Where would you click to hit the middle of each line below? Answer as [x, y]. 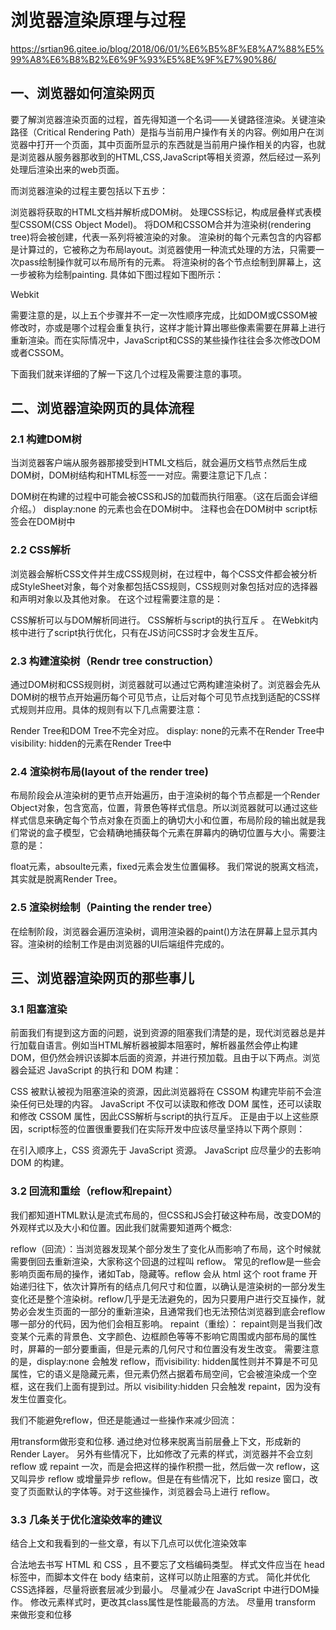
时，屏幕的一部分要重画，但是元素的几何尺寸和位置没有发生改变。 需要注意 [165, 1348]
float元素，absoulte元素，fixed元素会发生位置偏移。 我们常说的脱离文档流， [167, 867]
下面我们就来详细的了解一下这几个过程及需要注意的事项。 [128, 373]
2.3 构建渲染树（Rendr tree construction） [115, 661]
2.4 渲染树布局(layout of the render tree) [109, 771]
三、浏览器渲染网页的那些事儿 [102, 978]
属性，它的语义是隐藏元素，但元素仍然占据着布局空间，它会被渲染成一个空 [163, 1373]
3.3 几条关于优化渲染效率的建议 [86, 1519]
